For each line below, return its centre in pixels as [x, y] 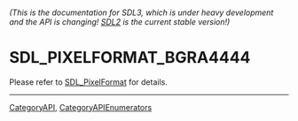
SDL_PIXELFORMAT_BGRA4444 [130, 57]
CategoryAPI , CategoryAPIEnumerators [81, 107]
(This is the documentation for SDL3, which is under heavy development [141, 12]
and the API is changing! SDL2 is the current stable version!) [120, 21]
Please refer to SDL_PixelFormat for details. [89, 82]
